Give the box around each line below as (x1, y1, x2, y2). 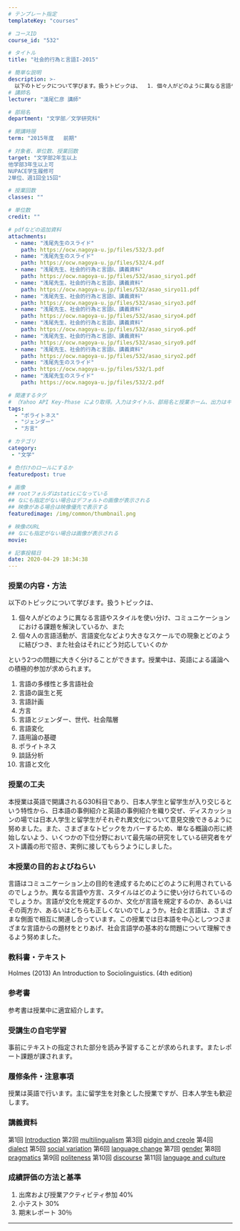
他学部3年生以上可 (8, 161, 54, 168)
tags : (8, 405, 24, 412)
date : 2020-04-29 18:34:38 (8, 556, 88, 563)
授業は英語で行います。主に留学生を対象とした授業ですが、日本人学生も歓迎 (8, 1089, 232, 1097)
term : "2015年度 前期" (8, 135, 78, 142)
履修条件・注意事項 (8, 1071, 74, 1081)
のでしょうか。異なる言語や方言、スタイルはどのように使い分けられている (8, 888, 226, 897)
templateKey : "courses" (8, 17, 79, 24)
